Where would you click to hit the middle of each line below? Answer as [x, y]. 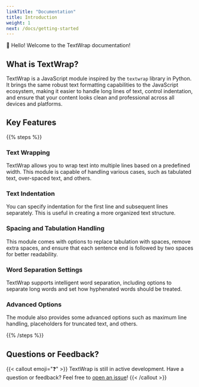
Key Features [31, 123]
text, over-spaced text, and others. [49, 178]
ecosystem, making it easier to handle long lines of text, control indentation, [99, 91]
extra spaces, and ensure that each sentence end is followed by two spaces [100, 248]
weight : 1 [19, 23]
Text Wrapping [28, 152]
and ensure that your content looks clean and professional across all [90, 98]
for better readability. [32, 254]
